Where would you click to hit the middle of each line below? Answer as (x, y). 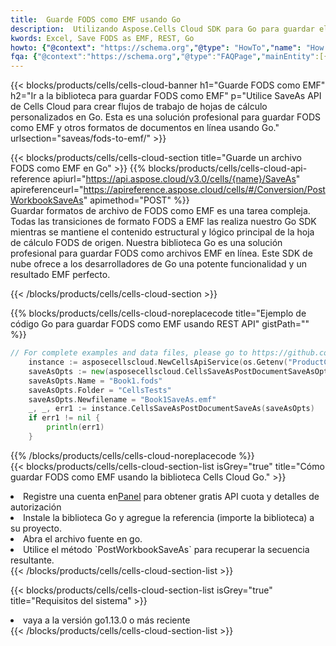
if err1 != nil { (64, 418)
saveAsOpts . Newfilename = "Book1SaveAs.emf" (122, 399)
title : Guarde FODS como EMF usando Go (96, 19)
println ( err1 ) (75, 427)
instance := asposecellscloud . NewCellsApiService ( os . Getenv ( (158, 362)
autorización (36, 507)
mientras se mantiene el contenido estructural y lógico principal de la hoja (162, 232)
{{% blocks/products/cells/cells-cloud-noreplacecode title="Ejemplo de (158, 313)
